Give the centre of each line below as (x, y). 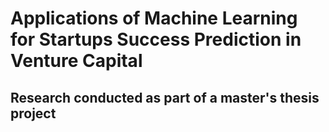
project (33, 113)
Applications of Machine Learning (154, 18)
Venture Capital (76, 61)
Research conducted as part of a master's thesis (165, 97)
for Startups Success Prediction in (156, 39)
